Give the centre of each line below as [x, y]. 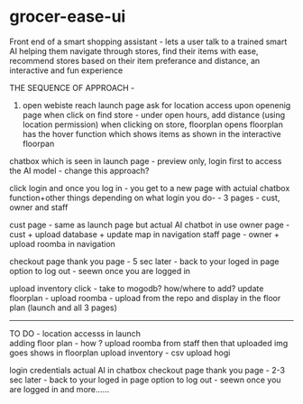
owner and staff [39, 207]
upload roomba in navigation [62, 243]
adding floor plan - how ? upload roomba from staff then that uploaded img [149, 343]
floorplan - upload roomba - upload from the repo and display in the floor [145, 298]
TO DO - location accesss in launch [75, 333]
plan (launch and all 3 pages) [63, 308]
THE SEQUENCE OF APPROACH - [72, 87]
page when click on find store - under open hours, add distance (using [154, 115]
